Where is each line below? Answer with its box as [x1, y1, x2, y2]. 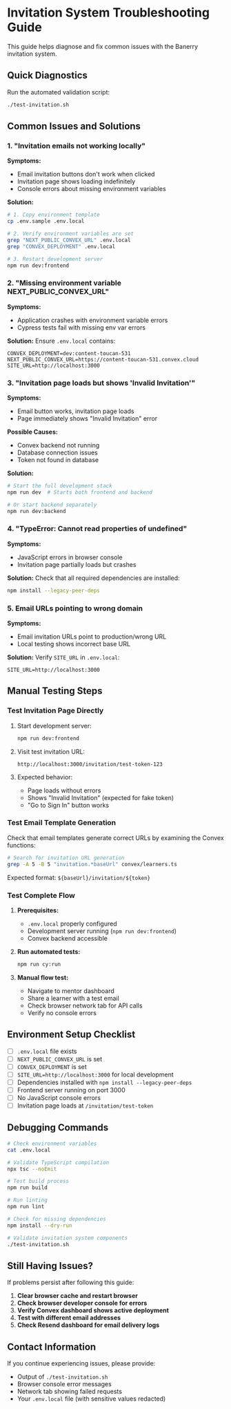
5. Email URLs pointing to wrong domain [7, 603, 143, 613]
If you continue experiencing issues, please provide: [7, 1359, 156, 1368]
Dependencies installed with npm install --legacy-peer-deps [17, 1078, 192, 1086]
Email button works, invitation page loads [17, 407, 134, 415]
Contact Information [7, 1341, 97, 1352]
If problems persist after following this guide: [7, 1278, 134, 1287]
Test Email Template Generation [7, 818, 117, 828]
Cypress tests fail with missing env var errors [17, 323, 146, 332]
